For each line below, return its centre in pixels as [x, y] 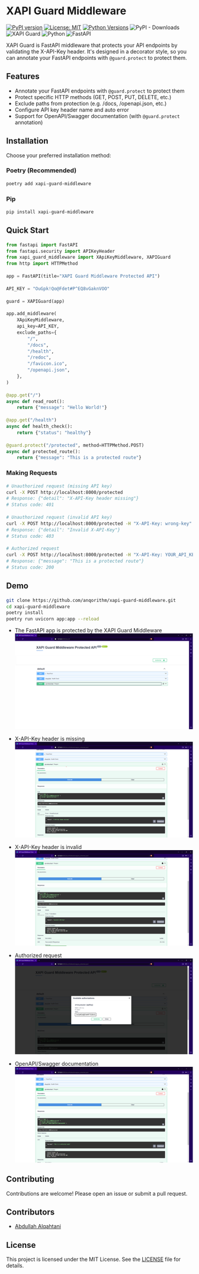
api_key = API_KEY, [38, 327]
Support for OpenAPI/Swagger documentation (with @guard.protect [97, 116]
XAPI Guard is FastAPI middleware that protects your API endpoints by [92, 45]
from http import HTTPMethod [42, 264]
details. [15, 1266]
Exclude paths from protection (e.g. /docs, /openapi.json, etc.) [91, 103]
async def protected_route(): [44, 451]
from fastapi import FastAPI [42, 245]
